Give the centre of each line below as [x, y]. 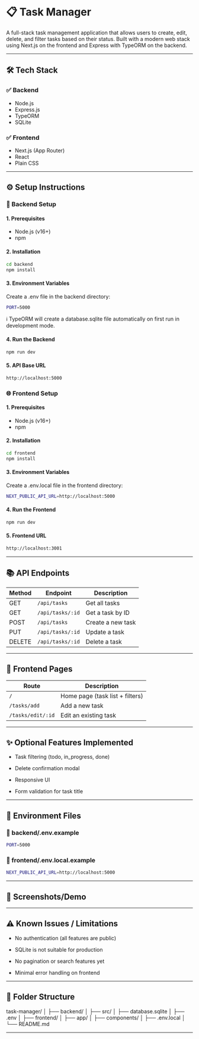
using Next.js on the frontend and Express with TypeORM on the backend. [97, 45]
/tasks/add [24, 705]
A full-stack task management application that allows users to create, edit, [97, 32]
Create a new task [111, 622]
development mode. [31, 326]
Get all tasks [103, 603]
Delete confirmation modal [47, 768]
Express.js [27, 109]
